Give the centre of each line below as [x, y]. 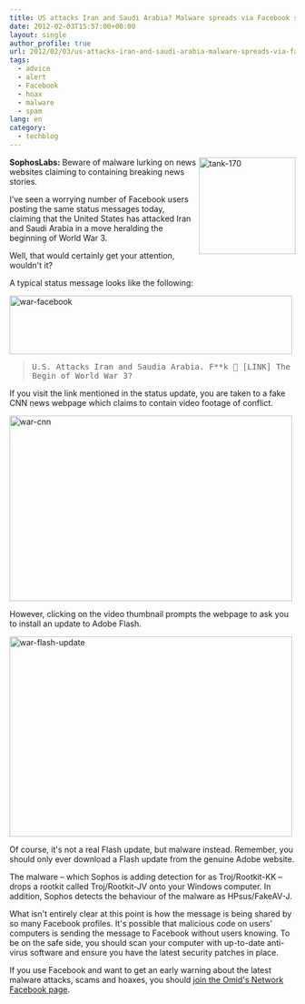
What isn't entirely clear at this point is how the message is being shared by [151, 913]
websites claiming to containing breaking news [97, 172]
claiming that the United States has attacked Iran [100, 218]
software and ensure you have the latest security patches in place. [154, 952]
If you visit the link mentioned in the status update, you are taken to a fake [148, 393]
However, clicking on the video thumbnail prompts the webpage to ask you [149, 614]
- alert [32, 77]
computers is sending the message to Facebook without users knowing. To [150, 933]
